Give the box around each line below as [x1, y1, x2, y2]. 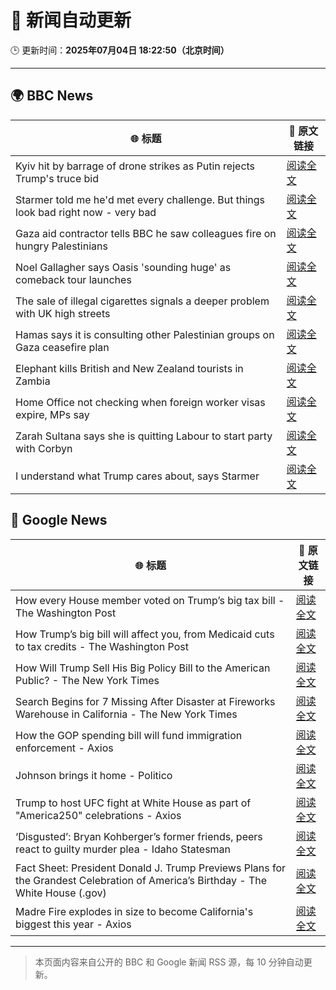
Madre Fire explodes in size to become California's [15, 904, 254, 918]
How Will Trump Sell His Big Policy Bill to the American [15, 661, 271, 675]
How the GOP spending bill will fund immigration [15, 728, 243, 742]
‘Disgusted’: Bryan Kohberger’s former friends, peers [15, 829, 263, 843]
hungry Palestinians [15, 239, 108, 253]
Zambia [15, 374, 51, 388]
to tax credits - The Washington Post [15, 639, 189, 653]
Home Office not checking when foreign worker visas [15, 395, 266, 409]
